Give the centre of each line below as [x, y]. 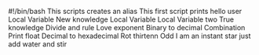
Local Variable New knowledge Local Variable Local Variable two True [121, 19]
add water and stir [38, 44]
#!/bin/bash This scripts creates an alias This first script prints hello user [125, 11]
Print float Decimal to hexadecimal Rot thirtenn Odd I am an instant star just [129, 36]
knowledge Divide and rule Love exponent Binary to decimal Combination [127, 27]
